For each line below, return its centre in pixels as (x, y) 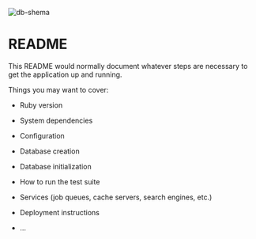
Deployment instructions (60, 212)
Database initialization (56, 166)
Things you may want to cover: (58, 89)
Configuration (42, 135)
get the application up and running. (65, 74)
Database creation (50, 151)
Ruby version (41, 105)
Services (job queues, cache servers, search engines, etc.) (116, 197)
